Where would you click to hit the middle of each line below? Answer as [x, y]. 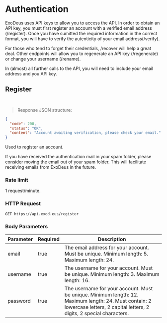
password [19, 301]
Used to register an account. [34, 147]
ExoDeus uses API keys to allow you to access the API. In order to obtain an [83, 23]
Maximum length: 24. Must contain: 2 [108, 301]
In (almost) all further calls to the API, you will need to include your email [79, 68]
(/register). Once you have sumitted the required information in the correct [81, 33]
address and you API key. [31, 73]
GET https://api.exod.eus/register [42, 214]
